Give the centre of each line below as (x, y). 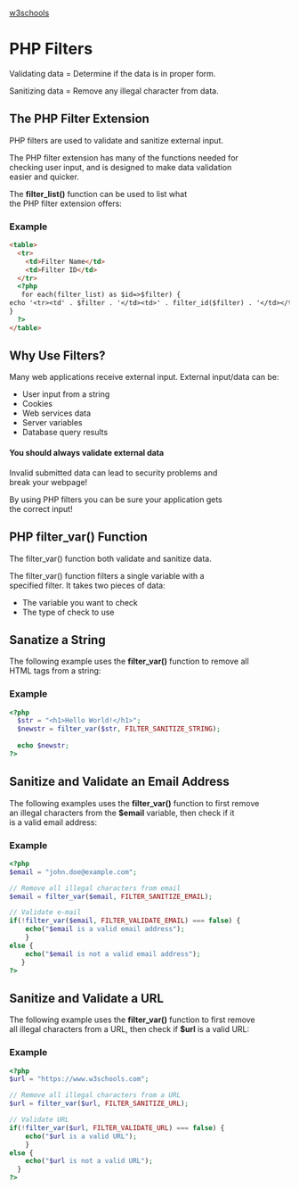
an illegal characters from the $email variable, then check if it (122, 813)
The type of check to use (68, 612)
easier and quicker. (44, 177)
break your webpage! (48, 482)
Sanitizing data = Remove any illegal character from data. (114, 91)
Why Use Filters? (57, 356)
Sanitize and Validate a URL (87, 998)
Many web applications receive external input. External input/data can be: (144, 377)
